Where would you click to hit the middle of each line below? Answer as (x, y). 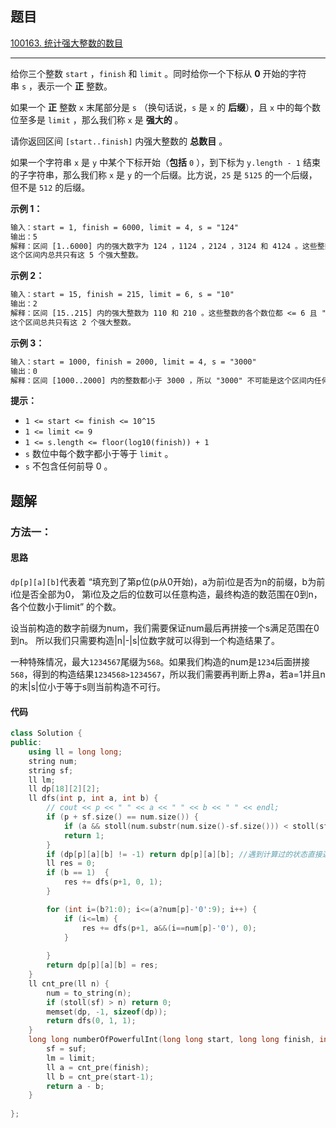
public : (26, 743)
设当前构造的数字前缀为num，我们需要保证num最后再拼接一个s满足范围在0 (165, 628)
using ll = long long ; (75, 752)
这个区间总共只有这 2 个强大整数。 (73, 322)
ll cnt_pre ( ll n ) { (69, 983)
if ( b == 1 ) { (78, 873)
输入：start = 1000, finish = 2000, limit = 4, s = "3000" (133, 362)
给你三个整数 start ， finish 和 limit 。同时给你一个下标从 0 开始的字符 (158, 73)
